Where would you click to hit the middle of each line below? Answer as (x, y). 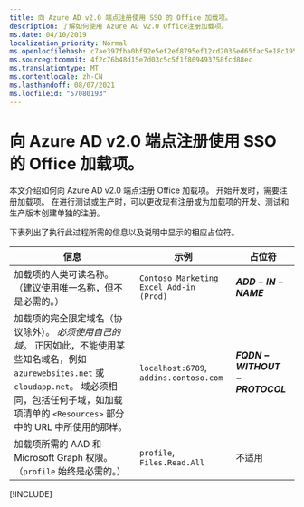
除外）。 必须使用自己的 (72, 332)
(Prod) (154, 297)
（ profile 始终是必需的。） (70, 472)
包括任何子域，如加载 (78, 400)
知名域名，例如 (55, 359)
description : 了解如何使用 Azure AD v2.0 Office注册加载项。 (119, 26)
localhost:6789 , (173, 368)
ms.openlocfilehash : (48, 52)
